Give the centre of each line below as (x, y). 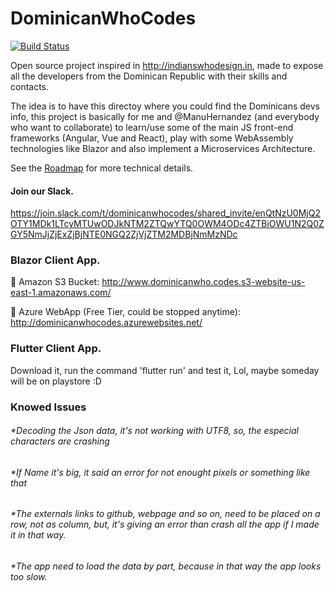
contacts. (30, 86)
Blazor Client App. (55, 260)
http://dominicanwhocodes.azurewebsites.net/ (106, 323)
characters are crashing (60, 441)
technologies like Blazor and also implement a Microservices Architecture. (163, 148)
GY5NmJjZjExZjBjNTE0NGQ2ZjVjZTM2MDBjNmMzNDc (124, 234)
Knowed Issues (48, 407)
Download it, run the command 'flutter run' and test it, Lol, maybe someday (165, 370)
